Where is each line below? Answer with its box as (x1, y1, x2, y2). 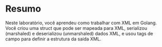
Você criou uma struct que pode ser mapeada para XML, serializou (5, 25, 148, 31)
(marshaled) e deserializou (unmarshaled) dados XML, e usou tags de (5, 30, 153, 36)
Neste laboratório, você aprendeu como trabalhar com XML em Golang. (5, 20, 157, 26)
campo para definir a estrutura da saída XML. (5, 36, 101, 42)
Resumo (5, 3, 41, 15)
